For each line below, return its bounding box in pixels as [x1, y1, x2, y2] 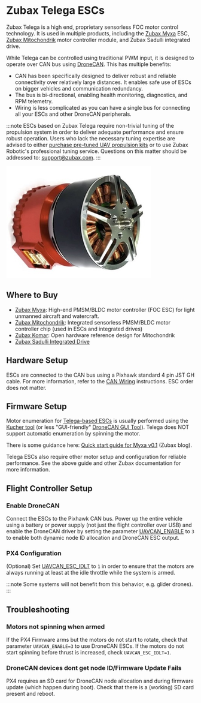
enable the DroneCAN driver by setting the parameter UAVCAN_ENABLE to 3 [6, 528, 194, 535]
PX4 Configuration [6, 549, 62, 557]
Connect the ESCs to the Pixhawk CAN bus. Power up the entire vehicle [6, 515, 182, 522]
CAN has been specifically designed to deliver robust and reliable [14, 72, 176, 79]
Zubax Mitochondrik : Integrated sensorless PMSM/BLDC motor [14, 319, 171, 326]
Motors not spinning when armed [6, 622, 105, 630]
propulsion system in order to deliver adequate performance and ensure [6, 128, 184, 136]
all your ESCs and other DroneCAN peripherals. [14, 110, 132, 118]
